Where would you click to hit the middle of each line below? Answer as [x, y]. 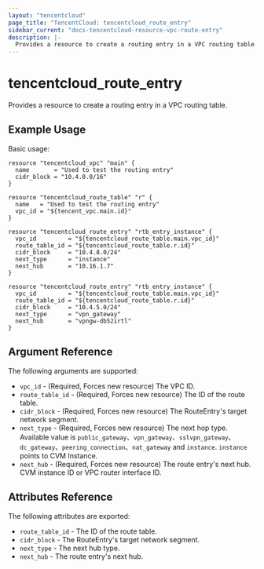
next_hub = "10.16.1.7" [64, 266]
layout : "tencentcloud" [47, 15]
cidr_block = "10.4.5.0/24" [68, 307]
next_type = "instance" [63, 259]
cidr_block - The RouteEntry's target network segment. [110, 539]
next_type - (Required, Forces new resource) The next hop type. [123, 428]
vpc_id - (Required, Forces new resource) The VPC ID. [107, 386]
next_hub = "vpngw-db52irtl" [73, 321]
